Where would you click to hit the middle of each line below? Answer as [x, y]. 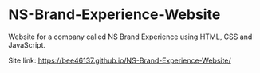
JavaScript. [27, 44]
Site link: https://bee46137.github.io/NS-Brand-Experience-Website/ [120, 60]
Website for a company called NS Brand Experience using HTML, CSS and [130, 36]
